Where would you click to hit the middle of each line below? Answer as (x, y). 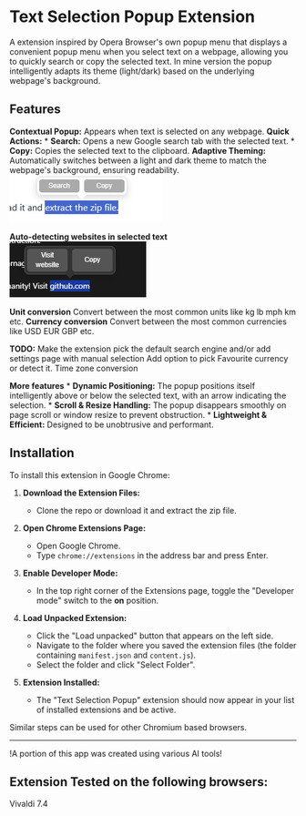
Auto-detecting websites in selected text (89, 236)
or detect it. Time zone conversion (74, 368)
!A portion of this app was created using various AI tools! (116, 753)
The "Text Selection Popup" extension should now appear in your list (165, 699)
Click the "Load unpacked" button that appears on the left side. (155, 636)
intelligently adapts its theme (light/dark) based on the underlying (132, 71)
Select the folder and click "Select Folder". (116, 664)
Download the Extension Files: (82, 493)
